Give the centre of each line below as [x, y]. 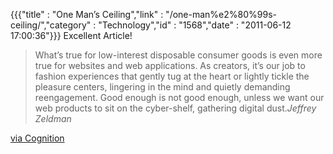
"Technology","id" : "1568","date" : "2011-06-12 [195, 25]
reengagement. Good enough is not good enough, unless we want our [179, 97]
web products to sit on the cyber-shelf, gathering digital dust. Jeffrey [175, 108]
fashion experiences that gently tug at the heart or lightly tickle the [172, 76]
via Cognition [37, 138]
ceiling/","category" [51, 25]
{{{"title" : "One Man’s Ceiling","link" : [87, 14]
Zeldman [53, 118]
